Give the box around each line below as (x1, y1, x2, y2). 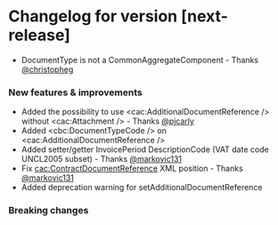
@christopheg (20, 64, 74, 75)
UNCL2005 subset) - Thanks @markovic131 (20, 154, 183, 165)
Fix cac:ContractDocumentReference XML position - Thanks (20, 163, 244, 174)
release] (8, 25, 70, 45)
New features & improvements (8, 86, 143, 99)
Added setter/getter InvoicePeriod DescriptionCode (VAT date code (20, 144, 269, 155)
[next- (180, 6, 229, 27)
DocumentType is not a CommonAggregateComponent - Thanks (20, 54, 259, 65)
